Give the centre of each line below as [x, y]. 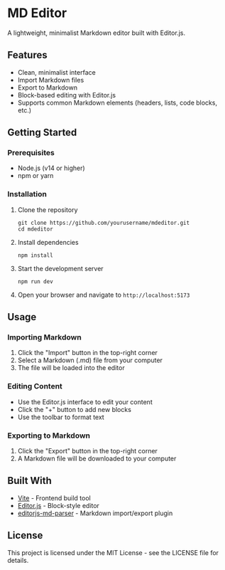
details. [18, 560]
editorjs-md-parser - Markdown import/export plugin [95, 513]
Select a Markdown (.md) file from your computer [90, 360]
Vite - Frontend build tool [54, 498]
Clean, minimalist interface [56, 72]
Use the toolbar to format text [61, 417]
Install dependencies [48, 242]
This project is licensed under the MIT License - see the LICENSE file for [113, 552]
